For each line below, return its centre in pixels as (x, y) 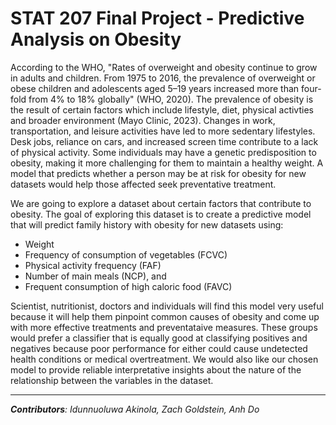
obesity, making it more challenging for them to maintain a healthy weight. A (167, 163)
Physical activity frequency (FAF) (93, 265)
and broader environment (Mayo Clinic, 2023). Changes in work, (143, 120)
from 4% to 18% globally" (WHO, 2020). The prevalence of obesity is (171, 99)
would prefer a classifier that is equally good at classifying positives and (159, 338)
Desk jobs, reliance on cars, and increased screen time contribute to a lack (164, 141)
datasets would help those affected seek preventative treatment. (143, 184)
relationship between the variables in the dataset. (112, 380)
